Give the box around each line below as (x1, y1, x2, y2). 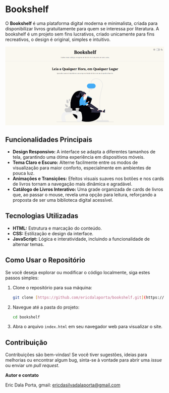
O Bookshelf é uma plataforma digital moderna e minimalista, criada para (5, 20, 158, 26)
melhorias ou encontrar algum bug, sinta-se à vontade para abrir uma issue (5, 357, 162, 363)
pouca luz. (12, 170, 35, 177)
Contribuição (5, 338, 48, 347)
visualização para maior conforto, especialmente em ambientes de (12, 165, 151, 171)
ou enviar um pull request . (5, 363, 60, 369)
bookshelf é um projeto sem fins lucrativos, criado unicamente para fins (5, 31, 155, 37)
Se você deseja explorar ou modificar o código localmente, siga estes (5, 269, 150, 275)
